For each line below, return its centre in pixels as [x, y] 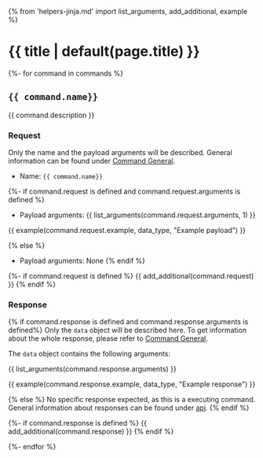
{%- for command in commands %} [66, 73]
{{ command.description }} [51, 115]
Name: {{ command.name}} [61, 176]
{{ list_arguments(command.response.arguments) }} [92, 369]
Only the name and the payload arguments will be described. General [121, 153]
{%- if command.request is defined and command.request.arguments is [124, 191]
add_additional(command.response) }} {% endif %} [91, 431]
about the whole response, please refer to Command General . [108, 338]
